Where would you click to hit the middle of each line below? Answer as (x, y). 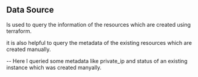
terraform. (19, 31)
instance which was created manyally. (54, 67)
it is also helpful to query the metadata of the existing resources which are (99, 42)
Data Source (30, 10)
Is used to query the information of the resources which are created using (99, 24)
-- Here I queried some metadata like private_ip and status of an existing (97, 61)
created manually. (29, 49)
